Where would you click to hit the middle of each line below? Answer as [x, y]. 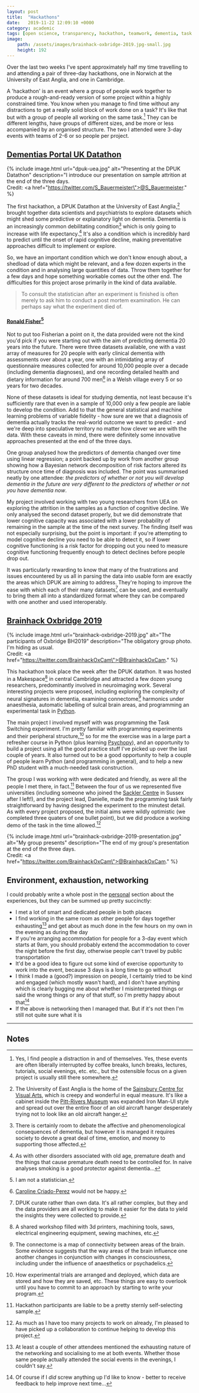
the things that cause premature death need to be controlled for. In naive [104, 1162]
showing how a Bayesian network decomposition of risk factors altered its [97, 465]
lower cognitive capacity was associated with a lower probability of [89, 521]
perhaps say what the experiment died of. [72, 307]
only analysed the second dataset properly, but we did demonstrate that [94, 514]
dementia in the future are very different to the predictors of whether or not [98, 484]
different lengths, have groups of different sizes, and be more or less [90, 123]
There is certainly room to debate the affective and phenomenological [100, 1126]
